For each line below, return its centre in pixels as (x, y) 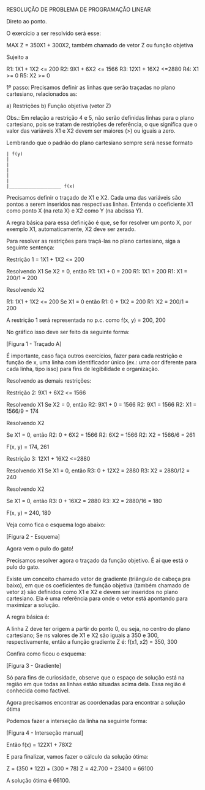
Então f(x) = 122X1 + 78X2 (39, 745)
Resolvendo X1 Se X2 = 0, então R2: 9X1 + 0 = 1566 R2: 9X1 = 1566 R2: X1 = (102, 405)
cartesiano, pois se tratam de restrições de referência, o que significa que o (102, 124)
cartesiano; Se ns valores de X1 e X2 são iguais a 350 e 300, (83, 635)
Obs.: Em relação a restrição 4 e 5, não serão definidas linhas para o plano (100, 118)
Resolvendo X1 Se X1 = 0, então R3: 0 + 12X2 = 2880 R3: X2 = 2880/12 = (98, 471)
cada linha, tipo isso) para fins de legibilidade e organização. (83, 369)
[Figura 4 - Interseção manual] (45, 733)
